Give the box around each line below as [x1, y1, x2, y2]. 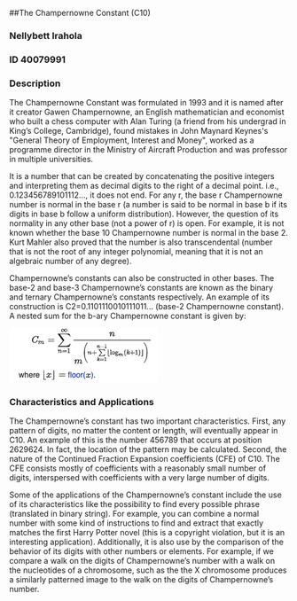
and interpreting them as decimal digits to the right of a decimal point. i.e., [9, 181, 279, 191]
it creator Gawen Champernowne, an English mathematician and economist [9, 106, 285, 118]
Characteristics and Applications [9, 396, 154, 409]
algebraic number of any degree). [9, 256, 132, 267]
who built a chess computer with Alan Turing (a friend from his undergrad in [9, 116, 286, 127]
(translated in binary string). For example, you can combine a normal [9, 509, 260, 519]
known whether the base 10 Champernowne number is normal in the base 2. [9, 228, 288, 238]
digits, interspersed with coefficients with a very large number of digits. [9, 472, 270, 483]
